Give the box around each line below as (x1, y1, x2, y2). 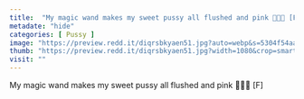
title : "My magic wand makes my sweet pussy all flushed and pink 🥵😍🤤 (9, 13, 285, 22)
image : (9, 38, 34, 48)
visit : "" (9, 55, 47, 64)
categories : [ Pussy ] (9, 30, 95, 39)
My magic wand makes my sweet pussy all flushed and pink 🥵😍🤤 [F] (9, 80, 264, 90)
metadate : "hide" (9, 22, 75, 31)
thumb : (9, 47, 34, 56)
